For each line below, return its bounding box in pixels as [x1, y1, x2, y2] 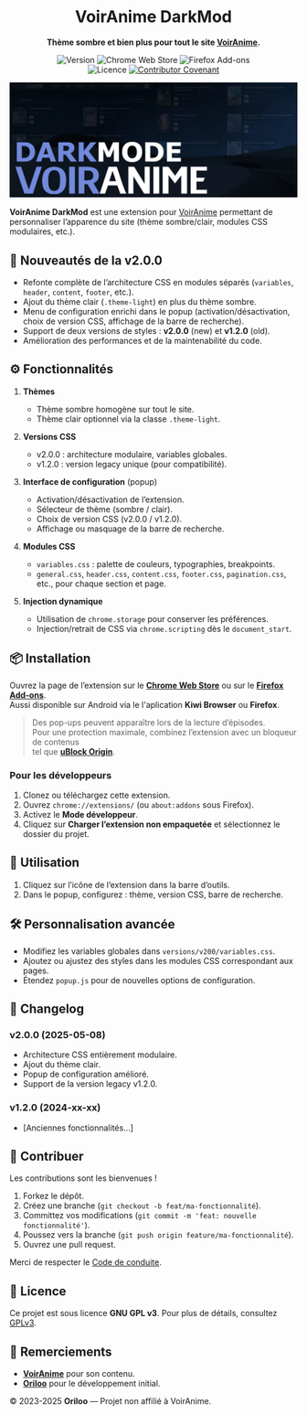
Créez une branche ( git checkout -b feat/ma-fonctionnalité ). [22, 1200, 262, 1211]
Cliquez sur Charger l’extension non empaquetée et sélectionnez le [22, 819, 281, 830]
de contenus [31, 736, 79, 747]
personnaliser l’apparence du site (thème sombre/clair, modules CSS [9, 217, 268, 228]
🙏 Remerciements [9, 1344, 112, 1359]
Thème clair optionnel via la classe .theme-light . [36, 413, 221, 424]
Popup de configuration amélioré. [22, 1068, 149, 1080]
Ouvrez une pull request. [22, 1239, 116, 1250]
